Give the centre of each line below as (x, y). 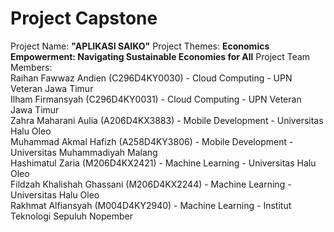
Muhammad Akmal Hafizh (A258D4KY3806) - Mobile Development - (152, 141)
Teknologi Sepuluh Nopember (71, 216)
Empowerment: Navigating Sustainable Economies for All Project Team (160, 56)
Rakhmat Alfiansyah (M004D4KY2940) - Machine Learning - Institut (151, 205)
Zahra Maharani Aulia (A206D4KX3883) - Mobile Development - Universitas (167, 120)
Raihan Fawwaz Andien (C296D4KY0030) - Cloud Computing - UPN (151, 78)
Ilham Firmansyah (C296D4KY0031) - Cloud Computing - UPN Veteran (156, 99)
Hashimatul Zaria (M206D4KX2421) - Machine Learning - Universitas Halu (163, 163)
